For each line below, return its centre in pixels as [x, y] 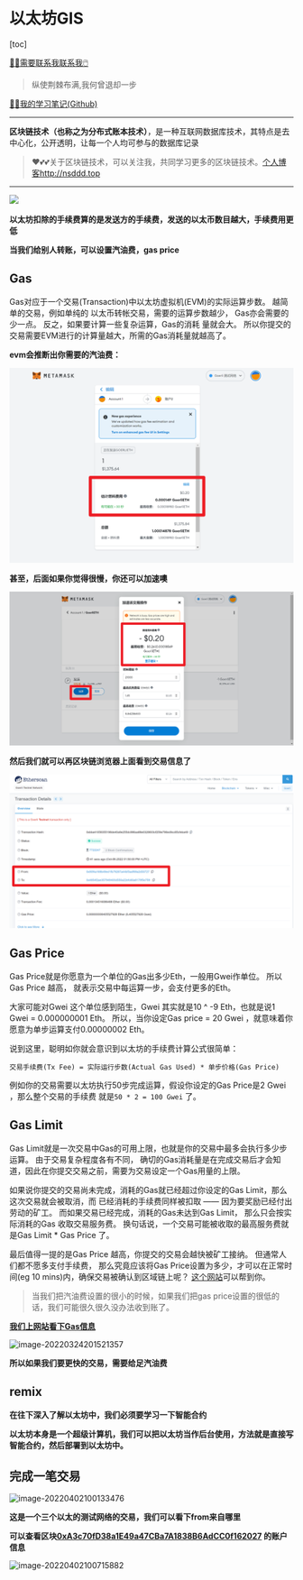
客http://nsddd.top [66, 173]
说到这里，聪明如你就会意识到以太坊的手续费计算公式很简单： [124, 1048]
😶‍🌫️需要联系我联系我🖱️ [49, 62]
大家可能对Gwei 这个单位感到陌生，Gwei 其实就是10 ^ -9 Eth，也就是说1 [142, 1006]
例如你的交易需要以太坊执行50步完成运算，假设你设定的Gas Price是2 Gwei [148, 1085]
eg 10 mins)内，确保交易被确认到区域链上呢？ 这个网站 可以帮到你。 [145, 1276]
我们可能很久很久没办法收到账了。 [110, 1307]
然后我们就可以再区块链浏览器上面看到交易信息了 [100, 761]
